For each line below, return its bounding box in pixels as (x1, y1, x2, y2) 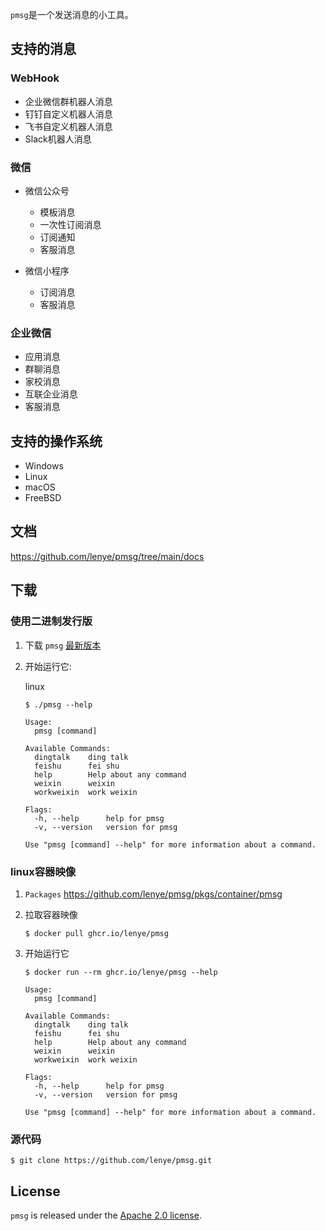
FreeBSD (24, 492, 62, 504)
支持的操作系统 (10, 433, 103, 450)
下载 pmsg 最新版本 (24, 639, 102, 651)
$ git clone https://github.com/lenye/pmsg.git (10, 1156, 213, 1166)
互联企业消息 (24, 388, 78, 400)
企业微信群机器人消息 (24, 95, 113, 107)
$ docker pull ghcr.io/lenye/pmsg (24, 928, 169, 938)
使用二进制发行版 (10, 614, 93, 628)
